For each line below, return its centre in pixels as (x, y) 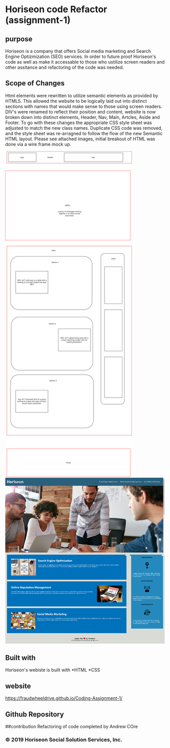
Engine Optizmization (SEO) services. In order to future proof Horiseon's (81, 56)
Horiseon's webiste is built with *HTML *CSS (53, 670)
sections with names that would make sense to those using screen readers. (84, 106)
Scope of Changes (35, 83)
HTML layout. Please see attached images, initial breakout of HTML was (80, 139)
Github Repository (35, 714)
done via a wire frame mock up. (38, 144)
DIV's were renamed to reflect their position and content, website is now (80, 112)
